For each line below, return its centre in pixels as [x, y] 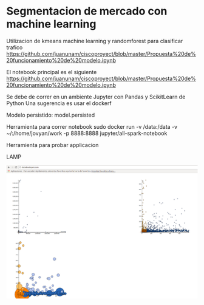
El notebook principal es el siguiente [52, 72]
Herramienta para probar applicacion [53, 145]
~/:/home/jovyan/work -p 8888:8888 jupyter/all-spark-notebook [87, 133]
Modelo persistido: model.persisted [51, 115]
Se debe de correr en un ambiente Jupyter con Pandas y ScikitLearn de [96, 97]
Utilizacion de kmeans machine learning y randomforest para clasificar [95, 41]
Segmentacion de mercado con [87, 11]
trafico [15, 47]
